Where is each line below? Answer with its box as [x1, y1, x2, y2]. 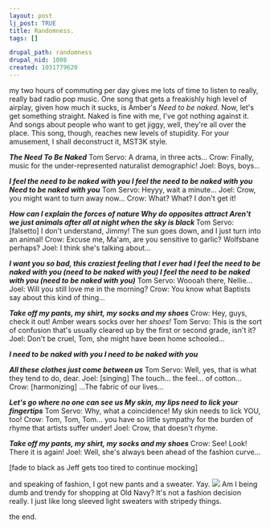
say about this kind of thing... [9, 292, 105, 302]
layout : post [9, 11, 53, 20]
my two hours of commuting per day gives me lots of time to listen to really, [9, 85, 259, 95]
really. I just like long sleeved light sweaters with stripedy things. [9, 496, 222, 506]
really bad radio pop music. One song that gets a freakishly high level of [9, 94, 247, 104]
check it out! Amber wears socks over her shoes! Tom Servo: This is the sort [9, 316, 262, 326]
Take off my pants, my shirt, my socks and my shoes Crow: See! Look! [9, 438, 247, 448]
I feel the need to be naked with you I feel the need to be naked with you [9, 176, 253, 185]
